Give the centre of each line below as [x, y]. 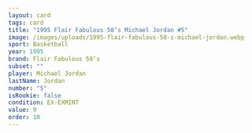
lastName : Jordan [37, 81]
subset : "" [26, 66]
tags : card [26, 23]
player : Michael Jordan [47, 74]
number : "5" [28, 88]
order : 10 [24, 117]
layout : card [30, 15]
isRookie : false [35, 95]
